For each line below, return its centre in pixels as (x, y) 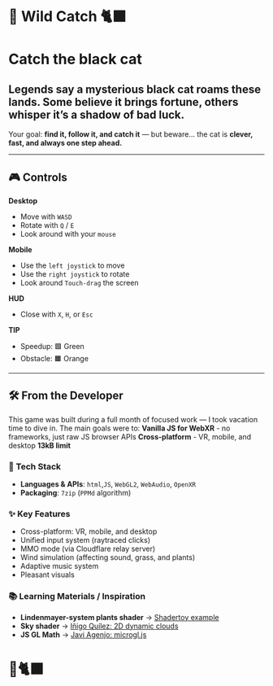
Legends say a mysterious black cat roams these (135, 89)
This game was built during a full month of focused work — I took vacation (133, 419)
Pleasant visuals (47, 575)
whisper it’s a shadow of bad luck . (97, 114)
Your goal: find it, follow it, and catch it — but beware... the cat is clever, (131, 134)
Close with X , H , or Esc (56, 314)
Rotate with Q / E (47, 225)
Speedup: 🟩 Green (52, 346)
